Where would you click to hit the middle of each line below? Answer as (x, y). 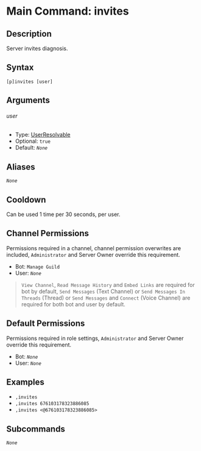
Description (29, 34)
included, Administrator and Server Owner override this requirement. (93, 254)
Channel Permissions (48, 233)
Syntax (20, 67)
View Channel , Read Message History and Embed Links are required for (108, 284)
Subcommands (36, 429)
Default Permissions (46, 324)
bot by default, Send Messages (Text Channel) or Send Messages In (103, 291)
